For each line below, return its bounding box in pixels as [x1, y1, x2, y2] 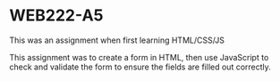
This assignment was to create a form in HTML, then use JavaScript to [9, 52, 269, 62]
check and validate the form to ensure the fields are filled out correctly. [9, 61, 271, 72]
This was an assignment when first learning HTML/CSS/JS [9, 35, 225, 45]
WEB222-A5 [9, 5, 104, 26]
